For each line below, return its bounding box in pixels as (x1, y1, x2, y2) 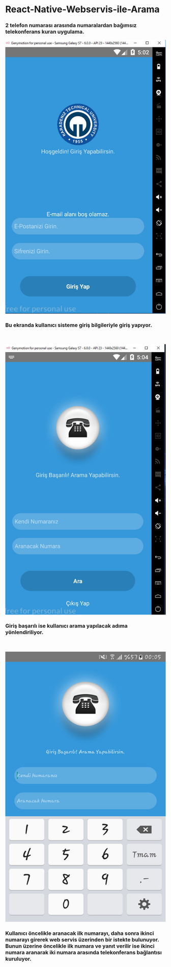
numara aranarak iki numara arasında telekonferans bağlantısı (5, 949, 162, 956)
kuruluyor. (5, 955, 32, 962)
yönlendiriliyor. (5, 629, 44, 636)
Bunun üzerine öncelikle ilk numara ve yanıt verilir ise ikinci (5, 943, 155, 950)
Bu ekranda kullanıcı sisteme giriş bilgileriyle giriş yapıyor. (5, 321, 153, 329)
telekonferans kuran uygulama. (5, 28, 84, 35)
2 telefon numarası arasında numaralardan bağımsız (5, 22, 137, 29)
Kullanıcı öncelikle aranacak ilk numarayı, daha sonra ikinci (5, 930, 154, 937)
